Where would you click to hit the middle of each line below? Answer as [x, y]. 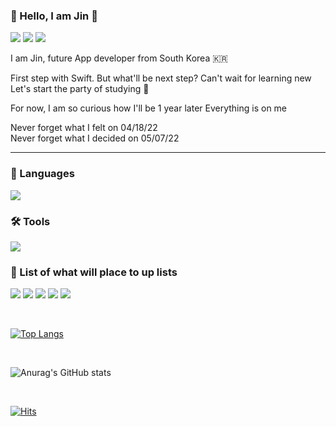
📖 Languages [42, 174]
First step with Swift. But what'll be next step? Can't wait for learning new [161, 78]
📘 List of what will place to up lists [94, 272]
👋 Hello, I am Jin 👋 [54, 16]
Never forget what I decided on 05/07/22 [95, 138]
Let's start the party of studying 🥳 [80, 89]
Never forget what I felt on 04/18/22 [84, 128]
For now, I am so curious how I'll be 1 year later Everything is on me [149, 108]
